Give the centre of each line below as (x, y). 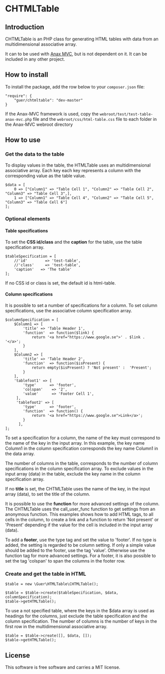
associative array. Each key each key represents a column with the (73, 170)
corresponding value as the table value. (46, 176)
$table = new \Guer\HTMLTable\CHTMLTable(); (52, 584)
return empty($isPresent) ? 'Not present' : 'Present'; (92, 368)
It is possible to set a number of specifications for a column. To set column (81, 305)
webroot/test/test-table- (126, 114)
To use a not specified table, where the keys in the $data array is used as (80, 611)
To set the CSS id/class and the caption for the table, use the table (74, 242)
